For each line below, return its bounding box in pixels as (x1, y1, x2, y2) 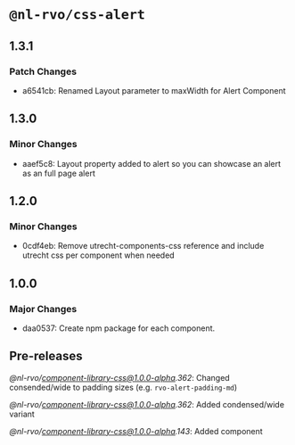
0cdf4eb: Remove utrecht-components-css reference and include (21, 241, 265, 251)
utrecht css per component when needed (21, 250, 176, 260)
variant (9, 408, 36, 419)
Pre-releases (9, 349, 83, 364)
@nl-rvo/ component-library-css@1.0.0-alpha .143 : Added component (9, 425, 263, 436)
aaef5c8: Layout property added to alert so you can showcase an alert (21, 158, 282, 169)
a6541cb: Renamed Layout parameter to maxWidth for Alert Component (21, 85, 287, 95)
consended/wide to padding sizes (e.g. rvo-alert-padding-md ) (9, 382, 238, 392)
